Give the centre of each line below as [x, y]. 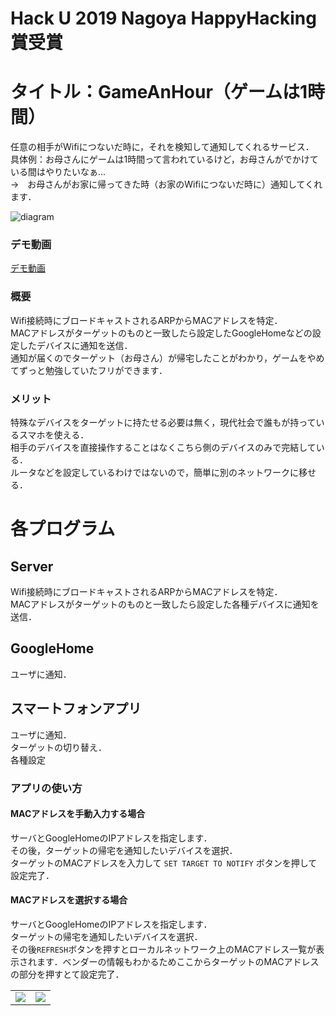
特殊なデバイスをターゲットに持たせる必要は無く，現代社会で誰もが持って [163, 423]
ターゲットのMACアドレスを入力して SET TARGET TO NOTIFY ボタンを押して [164, 863]
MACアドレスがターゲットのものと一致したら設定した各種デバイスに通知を [165, 604]
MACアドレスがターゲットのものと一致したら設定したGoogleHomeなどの [161, 333]
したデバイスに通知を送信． [75, 345]
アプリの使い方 [46, 788]
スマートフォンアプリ [76, 708]
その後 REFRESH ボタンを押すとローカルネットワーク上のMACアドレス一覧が [163, 949]
